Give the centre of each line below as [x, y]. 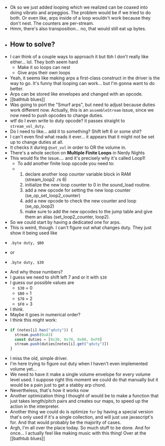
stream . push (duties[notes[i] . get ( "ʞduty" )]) [62, 344]
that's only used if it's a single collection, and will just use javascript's [81, 417]
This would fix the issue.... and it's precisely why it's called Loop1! [78, 158]
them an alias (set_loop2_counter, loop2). [67, 217]
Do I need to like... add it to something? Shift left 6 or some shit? [76, 131]
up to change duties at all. [36, 142]
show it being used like [33, 233]
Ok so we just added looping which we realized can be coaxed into [79, 7]
